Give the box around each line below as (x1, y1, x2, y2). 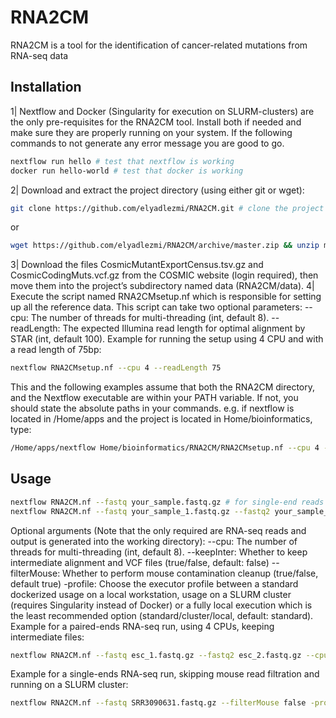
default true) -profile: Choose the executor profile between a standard (10, 577, 299, 590)
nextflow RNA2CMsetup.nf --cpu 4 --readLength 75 (10, 363, 222, 373)
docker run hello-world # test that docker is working (10, 166, 244, 176)
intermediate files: (10, 631, 85, 643)
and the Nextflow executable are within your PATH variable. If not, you (10, 392, 299, 404)
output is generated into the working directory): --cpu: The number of (10, 535, 298, 547)
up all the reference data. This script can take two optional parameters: (10, 301, 303, 313)
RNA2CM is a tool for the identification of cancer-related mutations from (10, 39, 308, 51)
